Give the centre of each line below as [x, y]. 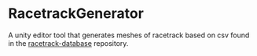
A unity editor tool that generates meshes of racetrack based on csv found [129, 35]
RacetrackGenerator [76, 14]
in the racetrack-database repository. [68, 43]
